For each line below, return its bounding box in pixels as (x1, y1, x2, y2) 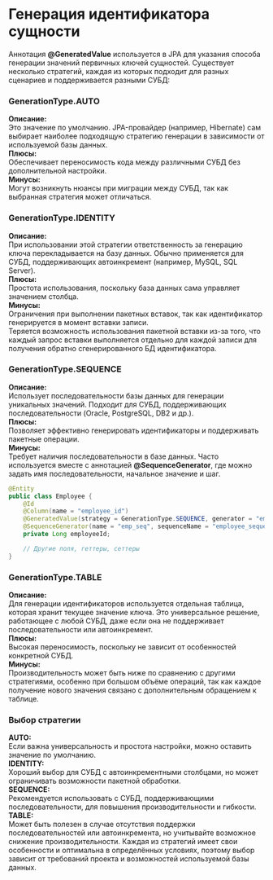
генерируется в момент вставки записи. (8, 317, 149, 327)
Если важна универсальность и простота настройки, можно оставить (8, 741, 252, 751)
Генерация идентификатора (8, 5, 210, 24)
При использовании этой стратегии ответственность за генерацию (8, 240, 244, 249)
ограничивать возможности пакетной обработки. (8, 776, 181, 786)
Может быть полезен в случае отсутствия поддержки (8, 820, 196, 829)
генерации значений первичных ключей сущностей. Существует (8, 58, 235, 68)
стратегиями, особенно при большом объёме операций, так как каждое (8, 677, 262, 686)
